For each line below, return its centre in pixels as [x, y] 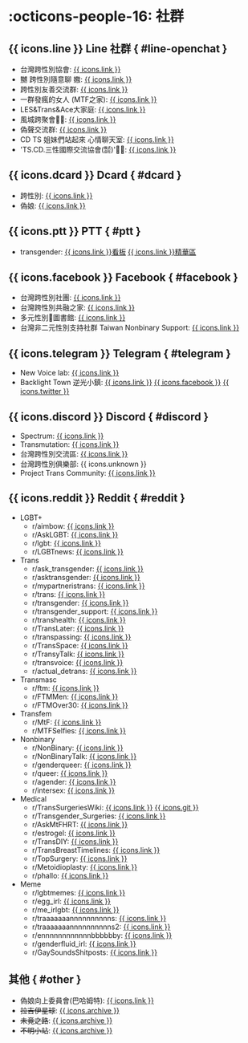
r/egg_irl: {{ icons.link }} [71, 901]
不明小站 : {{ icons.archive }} [66, 1030]
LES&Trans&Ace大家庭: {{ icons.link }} [83, 110]
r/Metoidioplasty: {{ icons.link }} [85, 866]
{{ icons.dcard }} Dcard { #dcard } [95, 175]
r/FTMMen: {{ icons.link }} [75, 696]
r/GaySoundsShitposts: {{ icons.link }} [95, 952]
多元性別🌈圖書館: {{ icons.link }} [73, 318]
